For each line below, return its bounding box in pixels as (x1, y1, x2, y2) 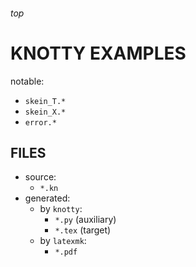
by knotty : (39, 203, 83, 215)
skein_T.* (24, 96, 67, 106)
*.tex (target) (54, 224, 112, 236)
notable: (10, 75, 45, 87)
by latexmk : (39, 235, 87, 247)
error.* (24, 117, 57, 128)
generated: (24, 192, 71, 204)
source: (24, 171, 57, 183)
